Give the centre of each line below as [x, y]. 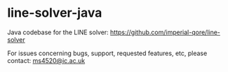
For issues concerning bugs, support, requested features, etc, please [107, 53]
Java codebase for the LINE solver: [58, 32]
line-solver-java [55, 13]
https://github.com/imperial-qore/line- [165, 32]
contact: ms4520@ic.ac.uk [46, 60]
